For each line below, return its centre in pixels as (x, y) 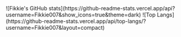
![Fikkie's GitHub (27, 8)
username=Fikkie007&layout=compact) (55, 28)
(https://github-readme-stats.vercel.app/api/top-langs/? (76, 21)
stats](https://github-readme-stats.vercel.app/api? (112, 8)
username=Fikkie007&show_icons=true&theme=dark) (73, 15)
